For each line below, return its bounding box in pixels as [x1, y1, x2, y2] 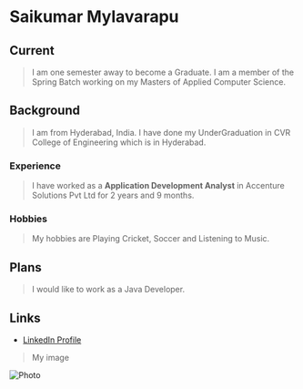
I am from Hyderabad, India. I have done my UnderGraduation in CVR [31, 127, 291, 138]
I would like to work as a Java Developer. [31, 284, 185, 295]
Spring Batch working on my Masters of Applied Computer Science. [31, 77, 287, 87]
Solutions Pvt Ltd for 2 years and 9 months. [31, 189, 195, 201]
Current [9, 43, 55, 58]
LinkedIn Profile [22, 334, 82, 345]
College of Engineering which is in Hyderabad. [31, 137, 207, 148]
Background [9, 103, 80, 118]
